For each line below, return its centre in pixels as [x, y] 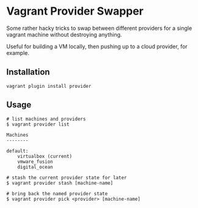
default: [17, 151]
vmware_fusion [35, 162]
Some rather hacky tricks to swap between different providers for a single [99, 28]
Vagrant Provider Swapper [75, 11]
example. [18, 52]
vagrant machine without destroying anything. [64, 34]
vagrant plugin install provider [49, 86]
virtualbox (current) [45, 156]
